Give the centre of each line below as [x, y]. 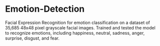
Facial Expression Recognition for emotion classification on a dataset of [78, 23]
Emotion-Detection [45, 9]
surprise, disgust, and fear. [32, 38]
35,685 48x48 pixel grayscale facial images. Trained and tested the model [80, 27]
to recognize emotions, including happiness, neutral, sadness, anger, [75, 33]
